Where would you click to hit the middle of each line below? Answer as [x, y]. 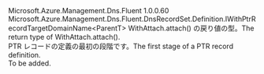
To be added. [30, 63]
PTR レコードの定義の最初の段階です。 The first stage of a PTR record [121, 46]
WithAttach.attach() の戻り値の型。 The [191, 28]
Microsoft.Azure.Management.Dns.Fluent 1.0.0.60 [89, 11]
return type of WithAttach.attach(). [64, 37]
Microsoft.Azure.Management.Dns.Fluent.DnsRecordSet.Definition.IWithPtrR [132, 19]
